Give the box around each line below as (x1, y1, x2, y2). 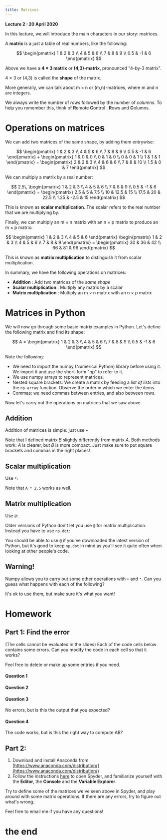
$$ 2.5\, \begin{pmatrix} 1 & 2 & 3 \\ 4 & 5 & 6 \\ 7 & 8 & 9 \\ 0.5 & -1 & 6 (11, 183, 157, 190)
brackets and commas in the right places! (5, 448, 90, 454)
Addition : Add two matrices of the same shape (12, 279, 111, 285)
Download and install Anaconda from (12, 758, 89, 764)
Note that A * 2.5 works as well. (5, 485, 72, 491)
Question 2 (5, 684, 29, 690)
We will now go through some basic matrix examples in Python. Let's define (5, 323, 161, 330)
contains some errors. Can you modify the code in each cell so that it (5, 647, 147, 653)
